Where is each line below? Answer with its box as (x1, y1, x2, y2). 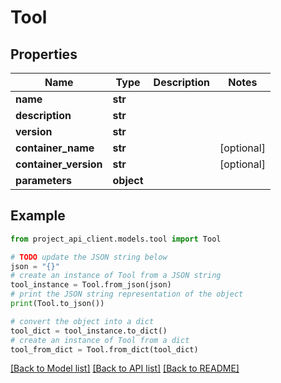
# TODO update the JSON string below (10, 252, 168, 262)
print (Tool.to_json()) (10, 299, 105, 309)
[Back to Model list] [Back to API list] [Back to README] (10, 362, 240, 375)
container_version (15, 157, 103, 171)
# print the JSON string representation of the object (10, 289, 244, 300)
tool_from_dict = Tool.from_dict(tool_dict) (10, 344, 199, 355)
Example (10, 207, 66, 225)
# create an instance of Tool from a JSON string (10, 271, 222, 281)
